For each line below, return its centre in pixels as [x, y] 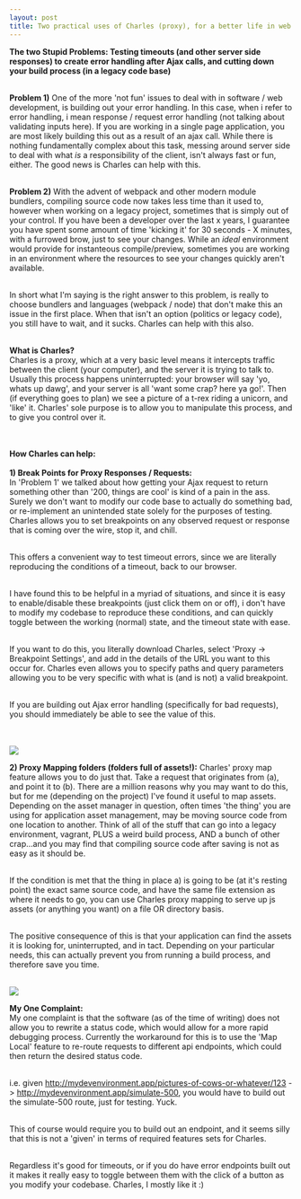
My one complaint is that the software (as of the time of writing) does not [145, 1018]
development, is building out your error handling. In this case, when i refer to [151, 107]
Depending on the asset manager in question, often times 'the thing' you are [150, 806]
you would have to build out [234, 1092]
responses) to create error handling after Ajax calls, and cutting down [142, 61]
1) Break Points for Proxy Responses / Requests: [101, 472]
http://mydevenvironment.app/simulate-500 [97, 1092]
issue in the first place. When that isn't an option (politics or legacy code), [146, 313]
